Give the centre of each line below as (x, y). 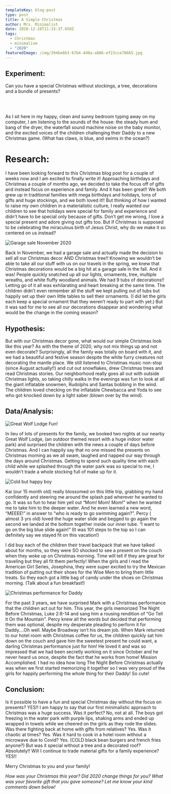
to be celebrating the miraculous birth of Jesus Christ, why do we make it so (86, 228)
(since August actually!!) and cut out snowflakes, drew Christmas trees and (84, 368)
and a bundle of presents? (33, 91)
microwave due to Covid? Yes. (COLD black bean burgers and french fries (83, 740)
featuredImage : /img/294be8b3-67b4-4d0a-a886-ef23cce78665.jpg (74, 53)
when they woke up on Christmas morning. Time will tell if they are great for (85, 556)
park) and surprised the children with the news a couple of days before (80, 444)
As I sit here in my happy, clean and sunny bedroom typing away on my (80, 117)
